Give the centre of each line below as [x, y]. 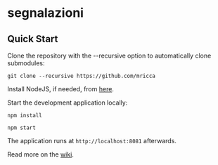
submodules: [26, 63]
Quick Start [33, 39]
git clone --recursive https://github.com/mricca [82, 76]
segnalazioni [46, 13]
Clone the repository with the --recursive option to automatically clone [109, 55]
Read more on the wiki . [40, 154]
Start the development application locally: [68, 103]
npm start [22, 128]
